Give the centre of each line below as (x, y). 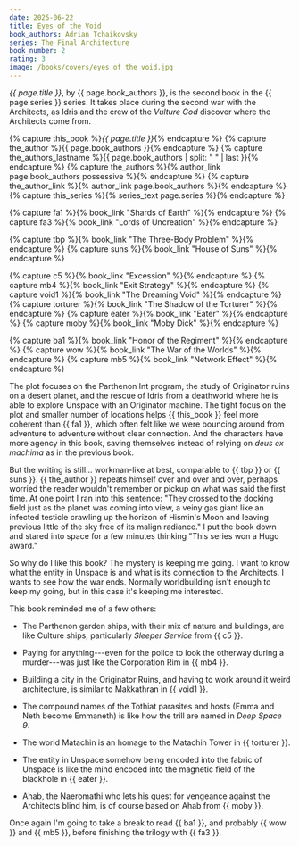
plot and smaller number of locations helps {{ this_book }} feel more (134, 414)
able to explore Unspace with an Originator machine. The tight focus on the (148, 405)
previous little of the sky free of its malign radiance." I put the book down (143, 527)
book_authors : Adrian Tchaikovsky (74, 34)
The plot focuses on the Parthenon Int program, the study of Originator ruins (149, 386)
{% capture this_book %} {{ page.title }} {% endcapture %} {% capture (138, 138)
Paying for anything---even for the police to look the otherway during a (153, 652)
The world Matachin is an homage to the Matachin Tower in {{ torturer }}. (156, 742)
